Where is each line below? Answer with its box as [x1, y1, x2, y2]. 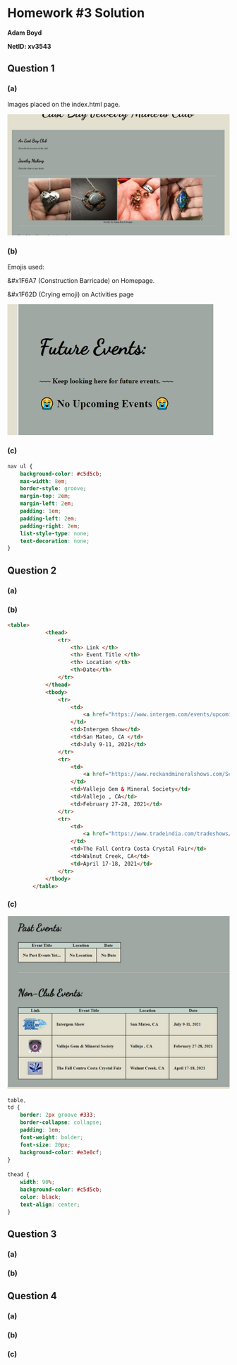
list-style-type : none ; [20, 530, 90, 537]
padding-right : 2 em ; [20, 522, 80, 530]
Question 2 [7, 564, 57, 576]
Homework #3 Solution [7, 5, 145, 21]
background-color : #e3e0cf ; [20, 1149, 102, 1156]
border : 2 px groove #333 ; [20, 1112, 97, 1119]
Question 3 [7, 1228, 57, 1240]
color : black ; [20, 1193, 61, 1200]
